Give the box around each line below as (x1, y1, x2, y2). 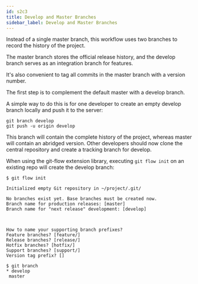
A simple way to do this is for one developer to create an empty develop (6, 100, 181, 107)
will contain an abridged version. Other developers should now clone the (6, 140, 183, 147)
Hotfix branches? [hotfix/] (6, 243, 76, 249)
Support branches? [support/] (6, 247, 81, 254)
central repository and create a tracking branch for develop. (6, 146, 152, 154)
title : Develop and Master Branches (6, 14, 96, 20)
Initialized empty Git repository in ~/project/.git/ (6, 185, 142, 192)
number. (6, 77, 27, 84)
